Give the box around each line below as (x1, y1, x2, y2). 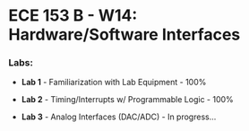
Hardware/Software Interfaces (8, 24, 241, 45)
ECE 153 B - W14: (8, 5, 138, 26)
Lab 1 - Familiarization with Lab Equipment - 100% (21, 77, 207, 88)
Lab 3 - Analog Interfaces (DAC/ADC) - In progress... (21, 111, 217, 122)
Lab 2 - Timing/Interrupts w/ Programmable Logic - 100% (21, 94, 234, 105)
